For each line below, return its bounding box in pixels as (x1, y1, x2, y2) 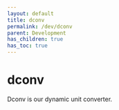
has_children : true (7, 36, 64, 43)
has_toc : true (7, 42, 48, 49)
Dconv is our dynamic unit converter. (7, 95, 113, 103)
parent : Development (7, 29, 67, 37)
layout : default (7, 10, 54, 17)
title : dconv (7, 17, 45, 24)
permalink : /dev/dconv (7, 23, 73, 30)
